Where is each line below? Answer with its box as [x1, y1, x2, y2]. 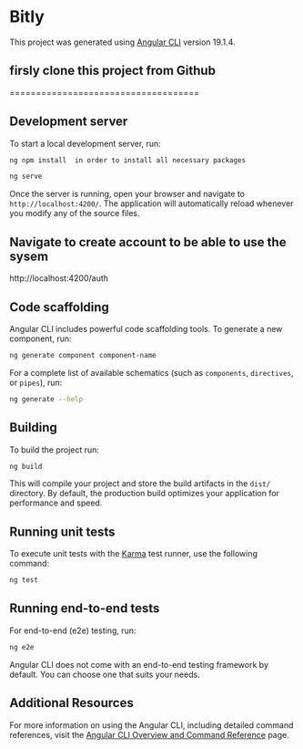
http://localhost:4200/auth [9, 273, 109, 284]
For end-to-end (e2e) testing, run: [9, 625, 136, 636]
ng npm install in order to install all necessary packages [9, 155, 247, 165]
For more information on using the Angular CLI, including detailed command [9, 719, 294, 731]
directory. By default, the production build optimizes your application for [9, 488, 280, 499]
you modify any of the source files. [9, 208, 140, 219]
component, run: [9, 333, 72, 344]
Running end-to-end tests [9, 600, 160, 617]
